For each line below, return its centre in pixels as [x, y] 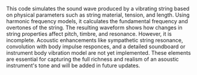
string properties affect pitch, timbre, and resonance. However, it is [89, 34]
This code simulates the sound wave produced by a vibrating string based [98, 9]
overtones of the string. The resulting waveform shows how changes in [94, 27]
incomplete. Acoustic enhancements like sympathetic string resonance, [95, 40]
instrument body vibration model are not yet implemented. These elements [98, 53]
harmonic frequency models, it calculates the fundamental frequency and [97, 21]
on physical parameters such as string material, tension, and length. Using [98, 15]
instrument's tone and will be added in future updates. [73, 65]
